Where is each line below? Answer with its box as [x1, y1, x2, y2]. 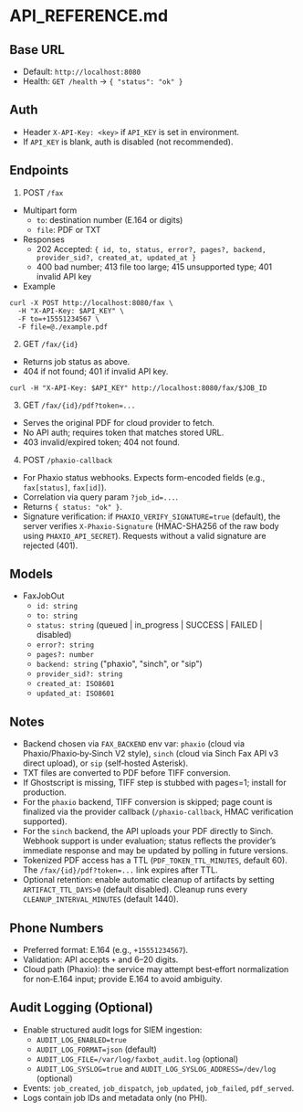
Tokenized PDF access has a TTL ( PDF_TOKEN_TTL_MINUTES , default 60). [22, 855, 287, 866]
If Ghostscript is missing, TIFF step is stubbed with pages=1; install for [22, 778, 287, 789]
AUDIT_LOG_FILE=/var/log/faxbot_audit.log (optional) [36, 1053, 239, 1064]
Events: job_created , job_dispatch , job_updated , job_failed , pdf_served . [22, 1082, 295, 1093]
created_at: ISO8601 [36, 680, 115, 689]
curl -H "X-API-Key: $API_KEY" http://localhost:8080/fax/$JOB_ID [9, 383, 267, 393]
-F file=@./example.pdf [17, 322, 108, 332]
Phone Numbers [9, 920, 104, 936]
